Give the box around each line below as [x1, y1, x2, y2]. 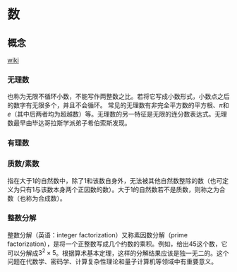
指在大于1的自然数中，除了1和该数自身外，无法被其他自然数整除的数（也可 [7, 176, 223, 184]
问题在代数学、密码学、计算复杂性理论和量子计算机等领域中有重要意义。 [7, 257, 217, 266]
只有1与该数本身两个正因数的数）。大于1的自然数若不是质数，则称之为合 [19, 185, 226, 194]
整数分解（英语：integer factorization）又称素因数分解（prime [7, 230, 188, 239]
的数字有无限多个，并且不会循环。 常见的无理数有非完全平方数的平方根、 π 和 [7, 101, 229, 110]
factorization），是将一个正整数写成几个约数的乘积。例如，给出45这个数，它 [7, 240, 228, 248]
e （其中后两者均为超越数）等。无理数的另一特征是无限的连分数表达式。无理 [7, 110, 228, 119]
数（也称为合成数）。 [7, 194, 66, 202]
